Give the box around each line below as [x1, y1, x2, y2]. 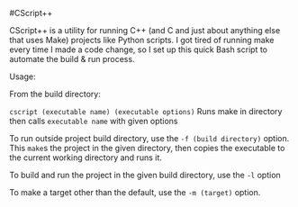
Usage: [9, 71, 36, 82]
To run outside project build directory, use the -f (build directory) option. [9, 133, 290, 143]
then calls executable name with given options [9, 116, 178, 126]
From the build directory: [9, 89, 101, 99]
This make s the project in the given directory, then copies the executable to [9, 143, 285, 153]
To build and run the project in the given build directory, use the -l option [9, 170, 281, 180]
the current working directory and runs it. [9, 152, 162, 163]
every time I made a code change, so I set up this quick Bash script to [9, 44, 268, 55]
